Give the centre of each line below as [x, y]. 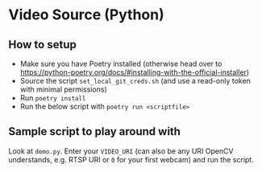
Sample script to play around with [95, 131]
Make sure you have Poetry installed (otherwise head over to [121, 63]
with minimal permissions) [63, 89]
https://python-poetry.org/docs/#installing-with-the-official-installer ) [135, 72]
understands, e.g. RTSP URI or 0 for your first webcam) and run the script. [131, 159]
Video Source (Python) [87, 15]
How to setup [42, 45]
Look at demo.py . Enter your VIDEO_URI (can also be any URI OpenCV [121, 151]
